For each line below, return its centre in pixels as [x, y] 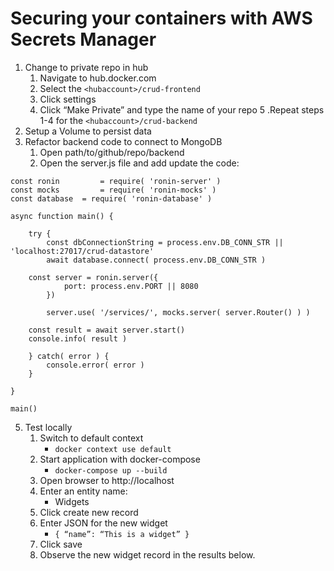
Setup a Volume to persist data [88, 131]
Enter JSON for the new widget [103, 523]
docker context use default [113, 449]
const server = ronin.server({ [93, 277]
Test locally [48, 427]
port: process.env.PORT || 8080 [131, 286]
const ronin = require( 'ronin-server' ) [116, 181]
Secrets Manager [83, 39]
